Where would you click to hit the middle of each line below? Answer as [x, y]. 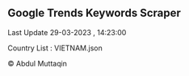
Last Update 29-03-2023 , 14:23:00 [67, 32]
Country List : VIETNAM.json [55, 48]
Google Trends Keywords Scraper [94, 13]
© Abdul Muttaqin [38, 63]
